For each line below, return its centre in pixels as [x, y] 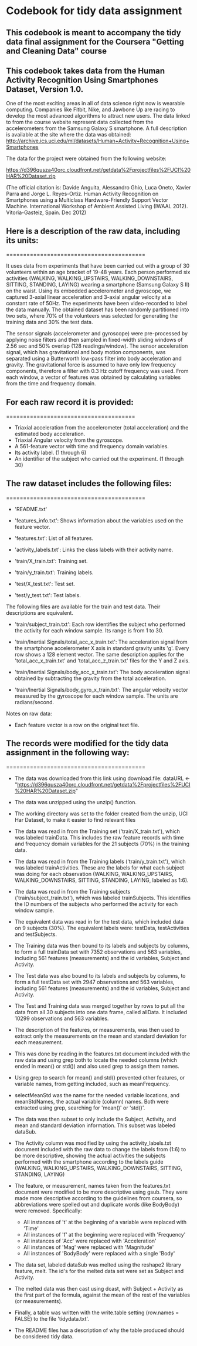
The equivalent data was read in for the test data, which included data [99, 921]
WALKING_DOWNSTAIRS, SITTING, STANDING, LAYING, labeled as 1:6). [101, 880]
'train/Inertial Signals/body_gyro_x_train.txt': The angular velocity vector [101, 689]
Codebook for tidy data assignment [94, 11]
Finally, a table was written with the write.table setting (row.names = [97, 1312]
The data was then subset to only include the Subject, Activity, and [95, 1119]
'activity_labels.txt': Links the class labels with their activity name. [94, 549]
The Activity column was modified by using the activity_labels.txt [93, 1143]
